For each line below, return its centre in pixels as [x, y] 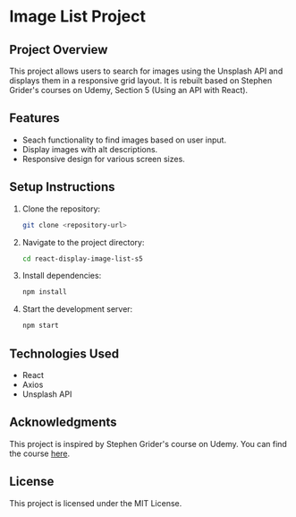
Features [34, 118]
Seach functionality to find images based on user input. [124, 140]
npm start [41, 326]
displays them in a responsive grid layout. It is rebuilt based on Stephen [141, 81]
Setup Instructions [62, 187]
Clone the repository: [61, 209]
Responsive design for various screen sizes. [103, 159]
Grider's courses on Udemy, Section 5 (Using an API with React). [129, 90]
